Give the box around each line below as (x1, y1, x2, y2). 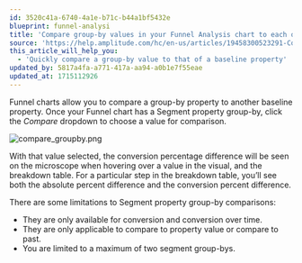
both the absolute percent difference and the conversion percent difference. (9, 179, 292, 190)
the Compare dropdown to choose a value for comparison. (9, 115, 227, 126)
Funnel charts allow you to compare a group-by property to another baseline (9, 96, 293, 107)
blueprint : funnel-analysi (9, 22, 111, 31)
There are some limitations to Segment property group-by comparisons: (9, 196, 277, 207)
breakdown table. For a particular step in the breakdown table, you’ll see (9, 169, 277, 180)
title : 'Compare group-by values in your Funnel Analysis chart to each (9, 30, 288, 39)
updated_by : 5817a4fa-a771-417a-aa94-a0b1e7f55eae (9, 64, 203, 73)
